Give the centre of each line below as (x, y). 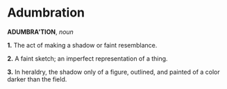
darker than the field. (37, 79)
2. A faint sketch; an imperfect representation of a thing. (87, 58)
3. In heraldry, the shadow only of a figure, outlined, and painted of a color (113, 72)
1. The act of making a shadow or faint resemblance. (82, 45)
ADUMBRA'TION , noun (41, 32)
